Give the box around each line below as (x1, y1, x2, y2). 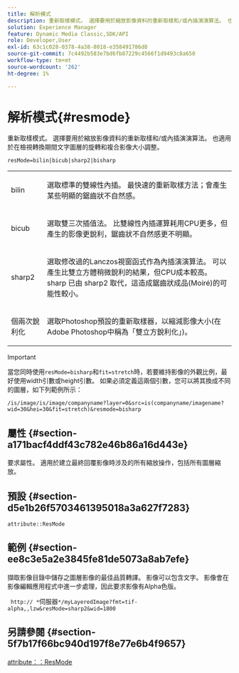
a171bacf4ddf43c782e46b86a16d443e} (7, 439, 188, 451)
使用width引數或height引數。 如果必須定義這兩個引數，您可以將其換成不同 (13, 377, 231, 385)
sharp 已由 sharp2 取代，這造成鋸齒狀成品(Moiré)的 (47, 278, 221, 288)
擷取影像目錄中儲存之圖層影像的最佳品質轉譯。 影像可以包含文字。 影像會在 (7, 573, 229, 581)
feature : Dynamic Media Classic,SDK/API (7, 30, 129, 38)
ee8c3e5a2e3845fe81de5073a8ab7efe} (7, 553, 190, 565)
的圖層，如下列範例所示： (7, 385, 83, 394)
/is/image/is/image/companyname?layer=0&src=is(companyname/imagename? (7, 400, 224, 407)
